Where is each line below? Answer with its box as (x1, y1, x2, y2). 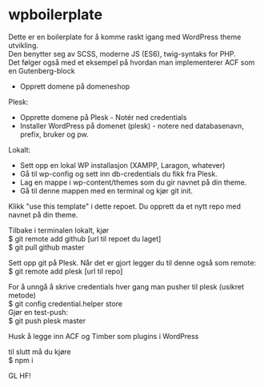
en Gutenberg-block (8, 66, 75, 75)
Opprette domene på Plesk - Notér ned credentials (19, 112, 187, 122)
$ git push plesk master (8, 316, 86, 325)
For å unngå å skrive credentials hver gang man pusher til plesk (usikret (8, 281, 245, 291)
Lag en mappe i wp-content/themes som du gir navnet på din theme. (19, 178, 247, 187)
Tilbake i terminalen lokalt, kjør (8, 225, 110, 235)
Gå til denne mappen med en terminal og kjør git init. (19, 186, 194, 195)
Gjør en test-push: (8, 307, 69, 317)
